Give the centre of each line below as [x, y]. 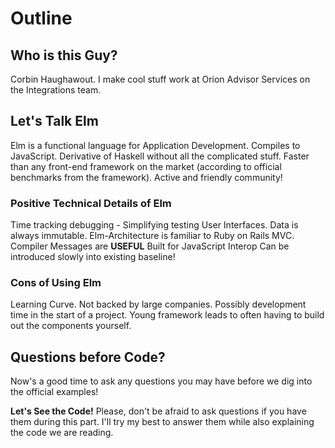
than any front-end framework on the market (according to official [146, 166]
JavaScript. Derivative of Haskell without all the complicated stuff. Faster [160, 156]
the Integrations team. [56, 90]
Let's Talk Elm [54, 121]
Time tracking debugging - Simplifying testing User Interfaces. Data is [154, 225]
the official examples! [54, 392]
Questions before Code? [88, 357]
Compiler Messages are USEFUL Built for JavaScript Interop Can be [150, 246]
